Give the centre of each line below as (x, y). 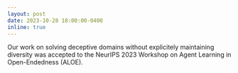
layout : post (27, 14)
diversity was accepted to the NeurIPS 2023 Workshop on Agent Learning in (119, 55)
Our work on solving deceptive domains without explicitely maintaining (111, 47)
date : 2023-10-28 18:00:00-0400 (55, 21)
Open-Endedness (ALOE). (45, 62)
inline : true (27, 27)
